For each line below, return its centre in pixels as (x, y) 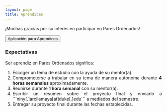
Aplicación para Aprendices (33, 38)
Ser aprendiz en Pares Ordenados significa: (50, 63)
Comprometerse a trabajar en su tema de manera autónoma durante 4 (87, 78)
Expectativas (21, 52)
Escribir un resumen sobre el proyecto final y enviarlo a (87, 93)
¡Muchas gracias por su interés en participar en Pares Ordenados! (73, 28)
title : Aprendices (24, 14)
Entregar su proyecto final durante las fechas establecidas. (73, 104)
